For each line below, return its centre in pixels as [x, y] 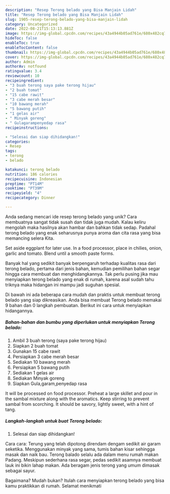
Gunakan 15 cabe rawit [36, 351]
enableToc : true [22, 43]
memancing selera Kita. [30, 238]
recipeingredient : [25, 81]
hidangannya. [19, 311]
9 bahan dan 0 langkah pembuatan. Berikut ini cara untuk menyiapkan [78, 305]
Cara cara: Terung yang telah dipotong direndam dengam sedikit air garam [83, 443]
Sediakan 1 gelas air [33, 372]
